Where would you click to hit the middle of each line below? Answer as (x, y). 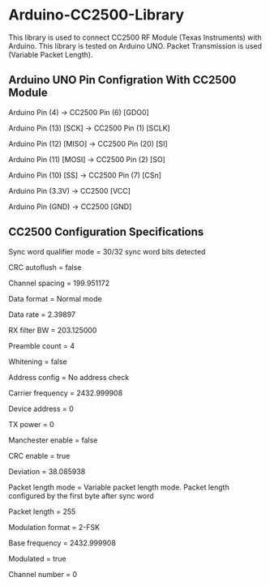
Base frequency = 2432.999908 (62, 543)
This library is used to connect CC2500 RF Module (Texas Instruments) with (135, 37)
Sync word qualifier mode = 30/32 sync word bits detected (107, 251)
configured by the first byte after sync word (81, 495)
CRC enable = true (39, 456)
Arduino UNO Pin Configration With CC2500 (122, 80)
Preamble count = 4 (42, 345)
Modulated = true (37, 558)
